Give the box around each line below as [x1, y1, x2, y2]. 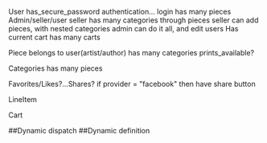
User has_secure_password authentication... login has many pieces [8, 7, 232, 16]
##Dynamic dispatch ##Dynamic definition [8, 126, 150, 135]
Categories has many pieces [8, 63, 103, 73]
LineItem [8, 95, 38, 104]
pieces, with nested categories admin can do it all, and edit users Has [8, 24, 239, 33]
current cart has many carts [8, 32, 101, 42]
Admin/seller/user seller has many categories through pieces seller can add [8, 15, 259, 25]
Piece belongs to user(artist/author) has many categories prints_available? [8, 48, 255, 57]
